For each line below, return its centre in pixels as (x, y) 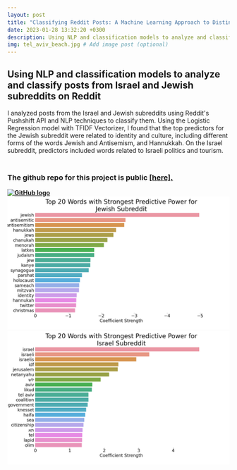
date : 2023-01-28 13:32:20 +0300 (56, 30)
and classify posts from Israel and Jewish (101, 85)
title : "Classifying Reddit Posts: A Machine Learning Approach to (109, 22)
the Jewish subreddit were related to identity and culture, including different (117, 135)
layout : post (26, 15)
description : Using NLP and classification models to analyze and (107, 37)
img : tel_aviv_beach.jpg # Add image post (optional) (88, 45)
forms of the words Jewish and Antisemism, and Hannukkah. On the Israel (115, 143)
